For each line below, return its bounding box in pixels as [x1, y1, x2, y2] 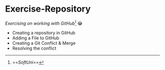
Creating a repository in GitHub [12, 30, 76, 35]
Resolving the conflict [12, 45, 56, 51]
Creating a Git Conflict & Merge [12, 40, 76, 46]
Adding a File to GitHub [12, 35, 60, 41]
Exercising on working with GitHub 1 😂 [5, 19, 82, 26]
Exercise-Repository [5, 3, 91, 15]
